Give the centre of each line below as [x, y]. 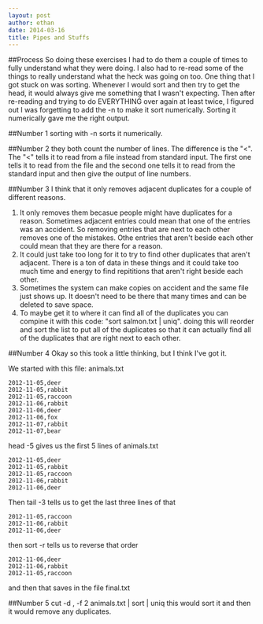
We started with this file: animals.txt [66, 369]
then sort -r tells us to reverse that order [73, 545]
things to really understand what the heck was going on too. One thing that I [131, 76]
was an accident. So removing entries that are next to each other [125, 230]
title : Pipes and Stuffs [49, 37]
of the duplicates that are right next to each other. [100, 338]
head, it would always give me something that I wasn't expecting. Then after [132, 93]
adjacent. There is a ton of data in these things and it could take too [129, 263]
